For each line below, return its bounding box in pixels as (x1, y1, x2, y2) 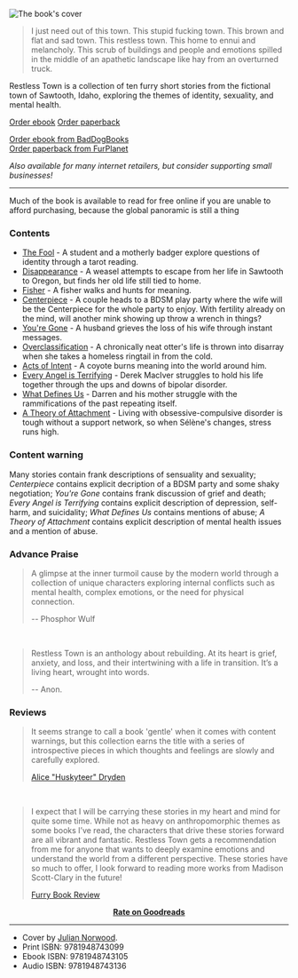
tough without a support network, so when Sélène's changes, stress (21, 417, 272, 428)
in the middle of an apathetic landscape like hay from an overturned (30, 54, 279, 64)
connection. (30, 596, 75, 607)
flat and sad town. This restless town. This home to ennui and (30, 36, 256, 45)
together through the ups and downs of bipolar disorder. (21, 379, 228, 390)
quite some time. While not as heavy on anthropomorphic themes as (30, 815, 281, 826)
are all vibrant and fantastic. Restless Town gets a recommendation (30, 835, 277, 846)
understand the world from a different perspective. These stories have (30, 854, 288, 864)
